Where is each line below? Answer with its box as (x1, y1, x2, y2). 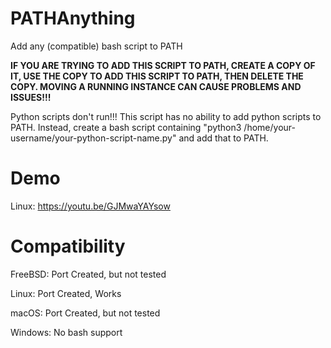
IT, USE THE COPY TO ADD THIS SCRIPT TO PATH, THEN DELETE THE (10, 70, 304, 82)
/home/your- (243, 121, 296, 133)
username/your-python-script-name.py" (10, 132, 177, 144)
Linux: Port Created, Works (10, 287, 122, 299)
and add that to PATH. (178, 132, 269, 144)
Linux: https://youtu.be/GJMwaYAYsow (10, 200, 171, 212)
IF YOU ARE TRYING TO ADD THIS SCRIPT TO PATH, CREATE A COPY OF (10, 59, 316, 71)
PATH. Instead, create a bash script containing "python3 (10, 121, 242, 133)
